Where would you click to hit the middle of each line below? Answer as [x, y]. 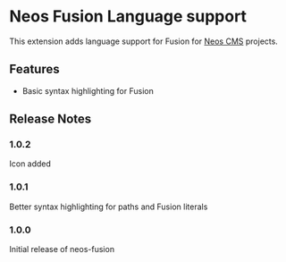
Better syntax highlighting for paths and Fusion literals [109, 207]
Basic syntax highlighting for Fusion [88, 90]
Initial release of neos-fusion [62, 249]
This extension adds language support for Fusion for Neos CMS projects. [144, 41]
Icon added [30, 164]
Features [34, 69]
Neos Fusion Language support [128, 17]
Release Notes [50, 119]
